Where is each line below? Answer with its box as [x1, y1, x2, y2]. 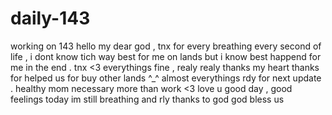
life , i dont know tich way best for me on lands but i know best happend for [10, 50, 322, 62]
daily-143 [10, 7, 91, 30]
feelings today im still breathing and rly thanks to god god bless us [10, 93, 285, 105]
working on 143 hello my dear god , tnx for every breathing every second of [10, 40, 322, 52]
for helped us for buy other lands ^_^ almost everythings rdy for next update [10, 72, 322, 84]
